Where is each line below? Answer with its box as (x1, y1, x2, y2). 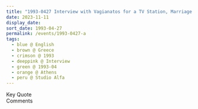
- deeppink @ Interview (11, 58, 70, 64)
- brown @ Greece (11, 47, 55, 53)
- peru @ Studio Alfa (11, 75, 65, 81)
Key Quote (6, 91, 32, 98)
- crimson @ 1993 (11, 53, 55, 59)
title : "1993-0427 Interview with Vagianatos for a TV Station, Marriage (6, 8, 193, 15)
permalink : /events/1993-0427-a (6, 31, 86, 37)
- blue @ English (11, 42, 55, 48)
